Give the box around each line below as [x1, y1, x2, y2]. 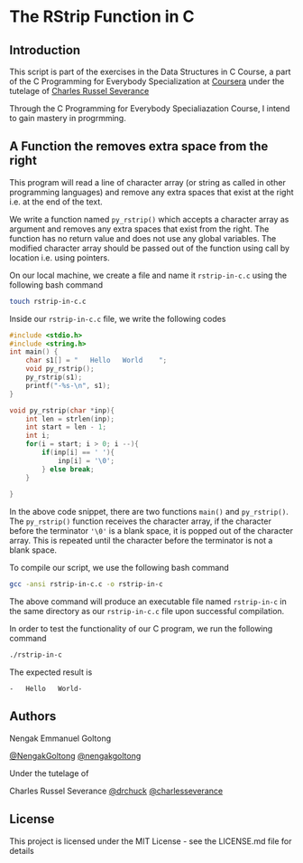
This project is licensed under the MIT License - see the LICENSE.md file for [9, 835, 292, 847]
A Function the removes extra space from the [9, 138, 269, 155]
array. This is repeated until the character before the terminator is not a [9, 536, 273, 546]
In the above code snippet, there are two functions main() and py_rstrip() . [9, 507, 289, 517]
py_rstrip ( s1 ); [25, 373, 83, 382]
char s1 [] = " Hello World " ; [25, 356, 168, 365]
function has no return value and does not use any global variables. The [9, 232, 277, 243]
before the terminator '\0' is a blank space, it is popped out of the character [9, 526, 294, 536]
